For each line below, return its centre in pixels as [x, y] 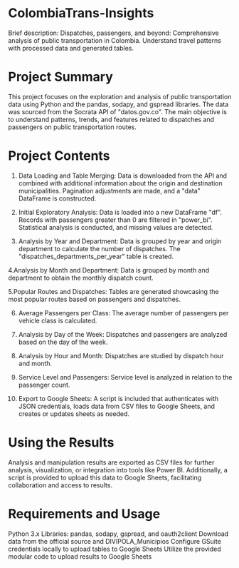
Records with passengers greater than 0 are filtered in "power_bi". [115, 220]
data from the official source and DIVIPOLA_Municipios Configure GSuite [115, 541]
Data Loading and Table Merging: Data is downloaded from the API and [122, 176]
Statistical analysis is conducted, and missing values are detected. [116, 227]
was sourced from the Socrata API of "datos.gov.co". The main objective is [117, 111]
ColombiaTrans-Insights [81, 13]
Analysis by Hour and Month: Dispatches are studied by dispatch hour [121, 355]
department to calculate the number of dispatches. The [99, 248]
